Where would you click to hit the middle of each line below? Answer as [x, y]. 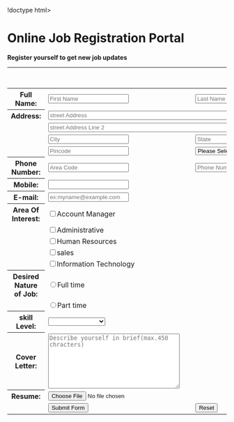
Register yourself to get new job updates [67, 57]
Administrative [80, 230]
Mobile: [26, 185]
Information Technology [96, 264]
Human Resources [87, 242]
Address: [26, 116]
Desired [26, 276]
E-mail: [26, 198]
